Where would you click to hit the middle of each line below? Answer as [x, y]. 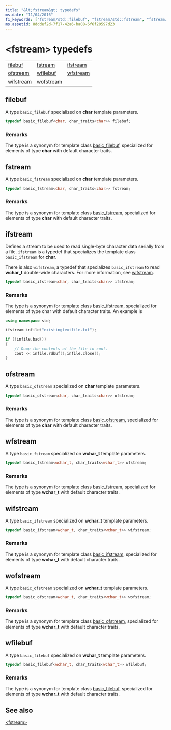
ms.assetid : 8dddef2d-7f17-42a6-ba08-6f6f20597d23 [60, 24]
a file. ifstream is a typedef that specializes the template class [70, 252]
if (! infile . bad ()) [26, 339]
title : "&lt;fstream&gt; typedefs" [43, 10]
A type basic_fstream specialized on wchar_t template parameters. [76, 454]
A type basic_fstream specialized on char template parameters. [72, 179]
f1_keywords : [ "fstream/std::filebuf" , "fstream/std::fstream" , [75, 19]
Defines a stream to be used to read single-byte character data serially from [85, 246]
